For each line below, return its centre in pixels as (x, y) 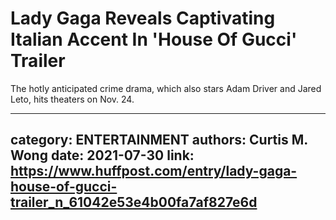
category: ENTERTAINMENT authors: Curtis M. (159, 140)
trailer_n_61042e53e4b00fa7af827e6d (134, 202)
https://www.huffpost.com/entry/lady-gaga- (154, 171)
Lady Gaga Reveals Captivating (143, 18)
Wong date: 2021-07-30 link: (102, 155)
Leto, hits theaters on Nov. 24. (72, 99)
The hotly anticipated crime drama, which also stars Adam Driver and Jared (166, 88)
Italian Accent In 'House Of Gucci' (154, 39)
